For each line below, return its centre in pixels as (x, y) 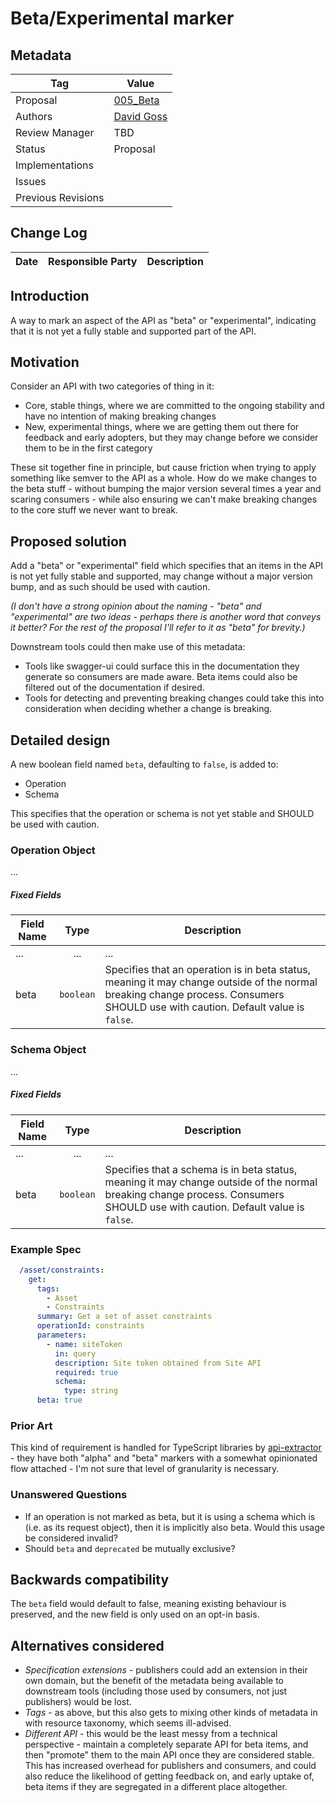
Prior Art (31, 1425)
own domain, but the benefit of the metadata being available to (154, 1681)
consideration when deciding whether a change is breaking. (148, 709)
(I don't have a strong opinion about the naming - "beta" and (136, 606)
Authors (34, 116)
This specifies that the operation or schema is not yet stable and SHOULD (162, 814)
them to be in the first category (88, 448)
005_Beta (136, 100)
